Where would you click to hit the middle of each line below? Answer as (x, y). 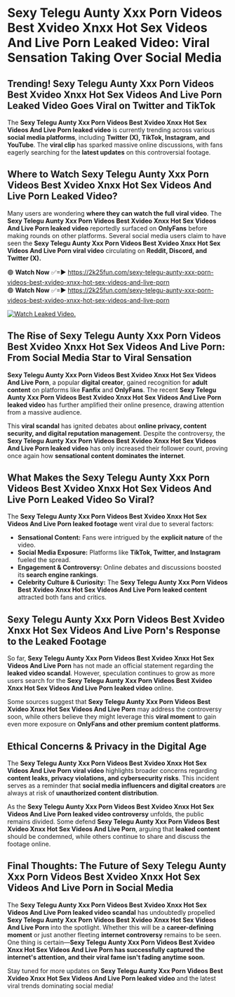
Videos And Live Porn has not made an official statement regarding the (110, 666)
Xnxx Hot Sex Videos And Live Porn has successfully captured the (106, 949)
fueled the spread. (44, 560)
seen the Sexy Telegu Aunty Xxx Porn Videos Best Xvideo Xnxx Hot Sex (114, 243)
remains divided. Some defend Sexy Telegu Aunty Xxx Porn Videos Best (113, 822)
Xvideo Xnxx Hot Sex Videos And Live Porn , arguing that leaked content (114, 829)
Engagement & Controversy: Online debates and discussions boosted (119, 568)
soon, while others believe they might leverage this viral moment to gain (112, 717)
